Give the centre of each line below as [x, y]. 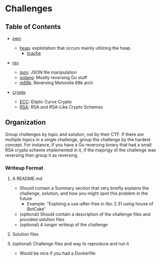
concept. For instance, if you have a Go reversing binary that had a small [79, 145]
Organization [25, 123]
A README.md [27, 179]
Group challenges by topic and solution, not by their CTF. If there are [74, 134]
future [26, 199]
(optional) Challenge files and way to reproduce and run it [70, 244]
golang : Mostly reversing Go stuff [53, 77]
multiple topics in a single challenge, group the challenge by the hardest [78, 139]
